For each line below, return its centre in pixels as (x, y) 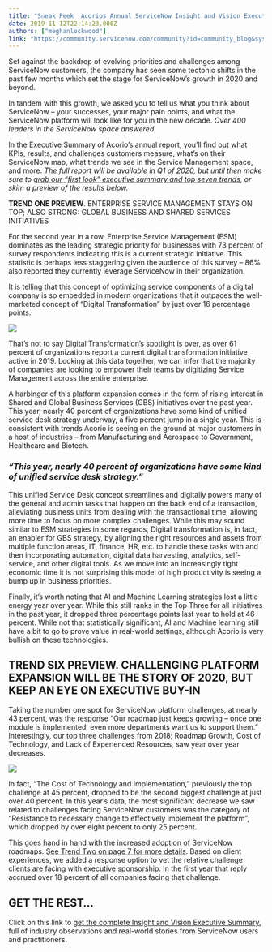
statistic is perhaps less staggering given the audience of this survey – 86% (135, 263)
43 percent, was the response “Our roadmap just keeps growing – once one (135, 718)
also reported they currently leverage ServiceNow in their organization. (127, 271)
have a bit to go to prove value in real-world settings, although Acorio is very (136, 631)
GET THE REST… (51, 903)
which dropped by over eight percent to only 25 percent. (103, 827)
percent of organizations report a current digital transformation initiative (128, 352)
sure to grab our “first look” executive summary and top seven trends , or (130, 179)
